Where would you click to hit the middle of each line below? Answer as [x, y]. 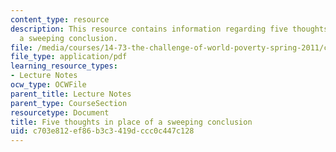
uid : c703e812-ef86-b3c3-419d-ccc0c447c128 [102, 131]
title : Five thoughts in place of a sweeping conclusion [131, 122]
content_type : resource [60, 19]
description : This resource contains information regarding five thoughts [169, 29]
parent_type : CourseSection [69, 103]
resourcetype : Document [60, 112]
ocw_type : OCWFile [48, 85]
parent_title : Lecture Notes [71, 94]
